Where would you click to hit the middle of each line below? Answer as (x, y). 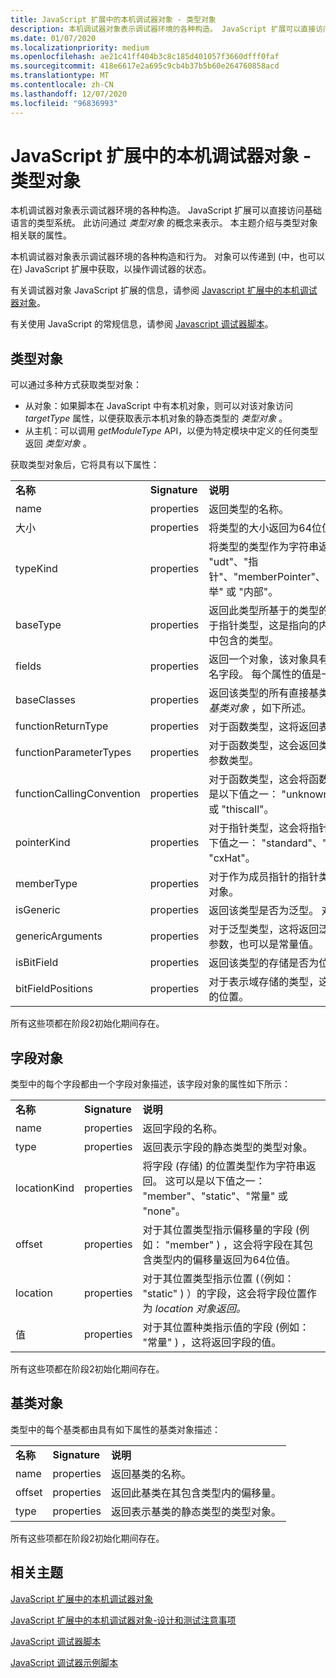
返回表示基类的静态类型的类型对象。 (196, 1511)
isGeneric (38, 910)
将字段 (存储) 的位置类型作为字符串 (224, 1166)
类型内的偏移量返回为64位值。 (224, 1260)
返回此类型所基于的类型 (264, 611)
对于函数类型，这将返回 (264, 727)
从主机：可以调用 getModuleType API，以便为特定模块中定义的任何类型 (171, 431)
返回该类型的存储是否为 (264, 963)
